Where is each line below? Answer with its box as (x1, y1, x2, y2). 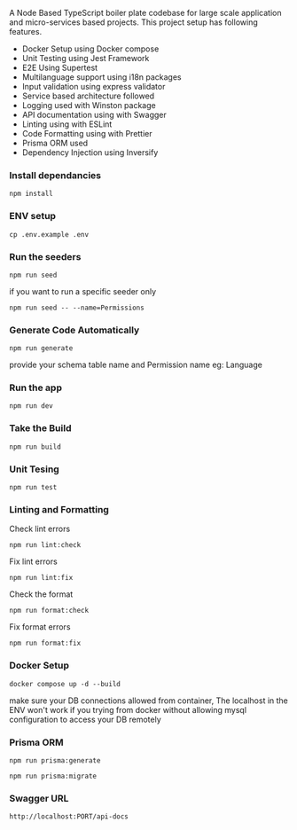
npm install (9, 190, 53, 199)
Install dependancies (9, 168, 102, 181)
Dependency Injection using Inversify (21, 147, 159, 158)
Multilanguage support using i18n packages (21, 72, 182, 82)
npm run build (9, 442, 62, 451)
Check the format (9, 589, 74, 599)
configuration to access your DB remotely (9, 714, 161, 724)
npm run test (9, 483, 58, 492)
